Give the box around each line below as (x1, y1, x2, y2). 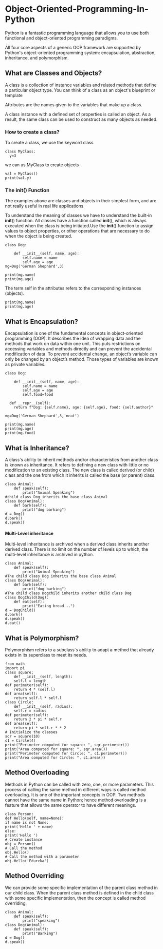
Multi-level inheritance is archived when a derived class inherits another (5, 541, 149, 547)
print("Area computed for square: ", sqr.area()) (5, 747, 108, 752)
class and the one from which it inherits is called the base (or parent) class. (5, 472, 156, 478)
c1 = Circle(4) (5, 738, 36, 743)
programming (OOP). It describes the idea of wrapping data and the (5, 335, 141, 342)
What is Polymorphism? (5, 634, 79, 642)
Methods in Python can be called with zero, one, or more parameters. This (5, 781, 154, 787)
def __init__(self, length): (14, 674, 73, 679)
